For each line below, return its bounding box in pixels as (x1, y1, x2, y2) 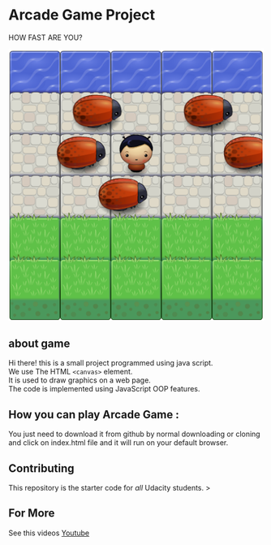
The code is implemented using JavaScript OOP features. (8, 384, 200, 394)
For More (8, 506, 55, 521)
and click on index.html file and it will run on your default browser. (8, 438, 229, 448)
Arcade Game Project (8, 6, 156, 24)
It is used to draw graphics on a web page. (8, 375, 152, 385)
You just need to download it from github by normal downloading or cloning (8, 429, 261, 439)
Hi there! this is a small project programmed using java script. (8, 358, 213, 368)
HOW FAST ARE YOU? (8, 32, 83, 42)
